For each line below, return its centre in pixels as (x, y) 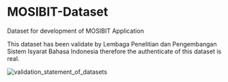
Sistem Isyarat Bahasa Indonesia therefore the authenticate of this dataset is (114, 51)
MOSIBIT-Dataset (58, 12)
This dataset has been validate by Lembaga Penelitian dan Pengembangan (112, 44)
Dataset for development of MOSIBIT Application (76, 31)
